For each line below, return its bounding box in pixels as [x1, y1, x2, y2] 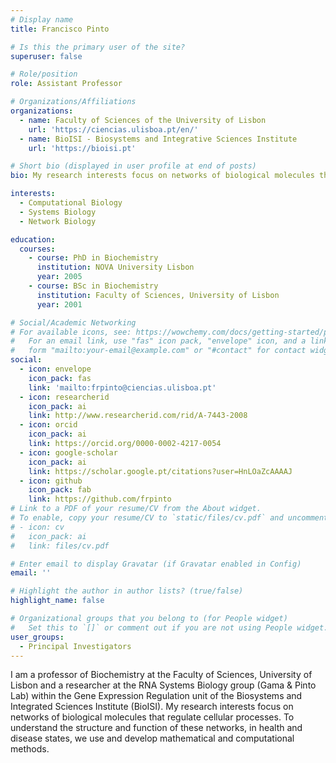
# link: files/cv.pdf [10, 541, 110, 551]
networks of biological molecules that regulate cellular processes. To [10, 711, 295, 723]
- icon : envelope [19, 364, 92, 374]
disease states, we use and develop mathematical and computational [10, 732, 295, 745]
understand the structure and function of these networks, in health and [10, 722, 303, 734]
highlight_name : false [10, 596, 105, 606]
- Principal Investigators [19, 641, 132, 651]
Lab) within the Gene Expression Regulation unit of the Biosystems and [10, 690, 303, 702]
